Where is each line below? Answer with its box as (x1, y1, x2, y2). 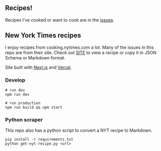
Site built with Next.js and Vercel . (5, 64, 72, 70)
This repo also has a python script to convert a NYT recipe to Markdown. (5, 127, 153, 133)
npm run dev (5, 92, 29, 97)
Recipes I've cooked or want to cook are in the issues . (5, 17, 114, 23)
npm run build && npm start (5, 105, 63, 110)
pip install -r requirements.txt (5, 137, 74, 142)
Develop (5, 76, 26, 83)
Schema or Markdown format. (5, 55, 66, 60)
